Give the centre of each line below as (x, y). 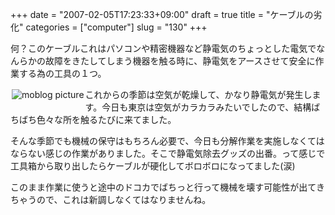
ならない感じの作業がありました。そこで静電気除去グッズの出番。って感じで (168, 153)
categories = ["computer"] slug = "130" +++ (116, 27)
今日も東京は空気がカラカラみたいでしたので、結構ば (211, 107)
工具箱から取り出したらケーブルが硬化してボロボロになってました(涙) (153, 166)
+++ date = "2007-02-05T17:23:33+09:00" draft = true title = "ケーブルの (162, 14)
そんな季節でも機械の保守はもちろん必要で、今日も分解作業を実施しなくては (167, 141)
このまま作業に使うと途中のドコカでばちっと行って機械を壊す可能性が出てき (167, 187)
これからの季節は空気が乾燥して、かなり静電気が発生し (198, 94)
